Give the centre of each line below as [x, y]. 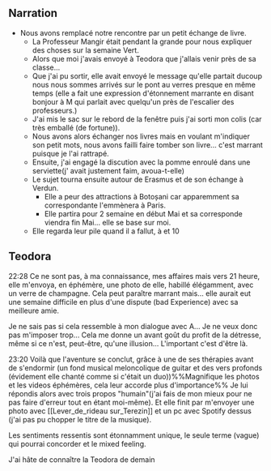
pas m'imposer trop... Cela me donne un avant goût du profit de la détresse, [135, 335]
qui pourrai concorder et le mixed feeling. [78, 443]
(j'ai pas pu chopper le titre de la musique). [80, 419]
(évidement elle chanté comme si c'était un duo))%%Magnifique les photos [134, 376]
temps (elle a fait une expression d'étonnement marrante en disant [143, 93]
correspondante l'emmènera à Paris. [105, 205]
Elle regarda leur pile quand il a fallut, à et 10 [106, 231]
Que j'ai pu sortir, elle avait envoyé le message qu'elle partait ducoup [147, 75]
